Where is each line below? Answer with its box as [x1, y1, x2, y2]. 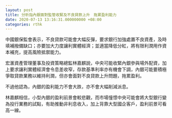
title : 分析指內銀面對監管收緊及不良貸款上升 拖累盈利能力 [5, 12, 117, 17]
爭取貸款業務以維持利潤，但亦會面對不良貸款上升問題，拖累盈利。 [5, 73, 144, 79]
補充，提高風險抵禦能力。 [9, 49, 64, 55]
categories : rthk [5, 21, 42, 27]
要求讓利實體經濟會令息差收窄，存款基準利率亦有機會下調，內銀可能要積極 [9, 66, 167, 73]
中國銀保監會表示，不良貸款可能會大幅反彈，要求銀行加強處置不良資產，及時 [5, 36, 167, 42]
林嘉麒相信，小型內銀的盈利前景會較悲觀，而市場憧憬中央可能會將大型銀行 [5, 95, 162, 101]
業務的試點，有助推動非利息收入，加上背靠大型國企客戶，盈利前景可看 [18, 101, 167, 107]
